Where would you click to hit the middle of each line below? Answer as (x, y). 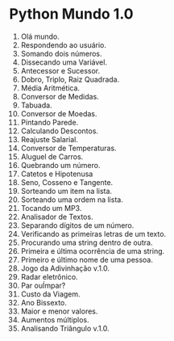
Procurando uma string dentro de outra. (87, 242)
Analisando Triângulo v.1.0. (65, 328)
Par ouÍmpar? (43, 285)
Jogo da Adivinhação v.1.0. (65, 268)
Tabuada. (36, 105)
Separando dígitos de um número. (77, 225)
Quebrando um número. (60, 165)
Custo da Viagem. (50, 294)
